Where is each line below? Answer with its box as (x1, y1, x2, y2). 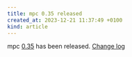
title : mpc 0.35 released (7, 10, 82, 17)
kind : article (7, 23, 49, 30)
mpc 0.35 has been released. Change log (7, 42, 125, 51)
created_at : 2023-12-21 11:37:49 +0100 (7, 17, 123, 24)
